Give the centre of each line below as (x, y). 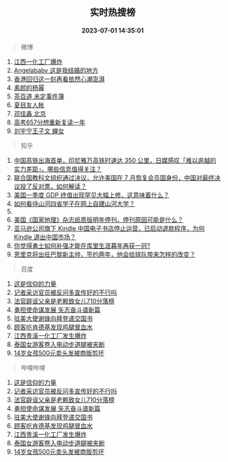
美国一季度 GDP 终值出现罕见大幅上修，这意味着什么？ (92, 195)
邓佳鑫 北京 (30, 114)
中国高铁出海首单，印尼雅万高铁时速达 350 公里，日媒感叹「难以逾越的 (115, 160)
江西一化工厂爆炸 (38, 62)
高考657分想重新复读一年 (49, 122)
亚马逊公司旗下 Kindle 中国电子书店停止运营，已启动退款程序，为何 (109, 228)
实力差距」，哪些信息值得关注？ (58, 169)
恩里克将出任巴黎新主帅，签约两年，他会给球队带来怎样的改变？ (104, 254)
